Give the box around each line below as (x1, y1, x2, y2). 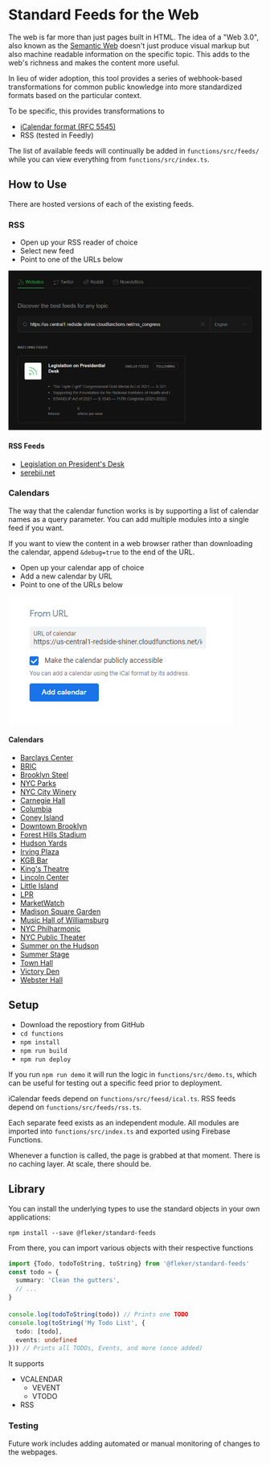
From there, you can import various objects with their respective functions (8, 1243, 254, 1253)
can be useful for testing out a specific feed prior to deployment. (8, 1078, 223, 1088)
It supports (8, 1359, 45, 1368)
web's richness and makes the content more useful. (8, 58, 180, 68)
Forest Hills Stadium (19, 830, 87, 840)
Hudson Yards (19, 838, 67, 848)
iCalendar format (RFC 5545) (19, 121, 117, 131)
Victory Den (19, 967, 60, 977)
